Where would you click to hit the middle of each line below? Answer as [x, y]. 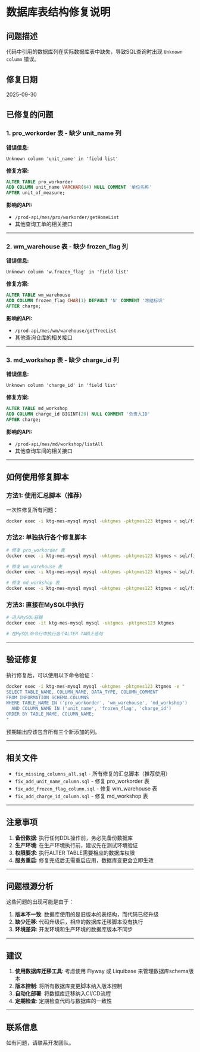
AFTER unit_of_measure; [36, 193]
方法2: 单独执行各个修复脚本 [46, 537]
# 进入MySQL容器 [24, 618]
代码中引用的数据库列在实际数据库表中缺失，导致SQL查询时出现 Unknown [94, 52]
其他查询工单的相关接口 [43, 224]
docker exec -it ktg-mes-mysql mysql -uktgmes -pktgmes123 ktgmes [90, 623]
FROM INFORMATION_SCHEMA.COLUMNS [48, 697]
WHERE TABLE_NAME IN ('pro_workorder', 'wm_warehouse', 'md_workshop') [97, 703]
